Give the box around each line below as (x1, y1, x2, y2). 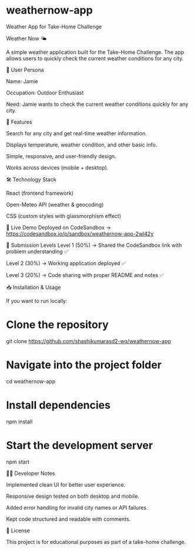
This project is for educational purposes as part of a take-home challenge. (6, 538, 186, 545)
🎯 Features (6, 118, 32, 125)
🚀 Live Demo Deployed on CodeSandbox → (6, 224, 111, 231)
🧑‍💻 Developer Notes (6, 470, 55, 477)
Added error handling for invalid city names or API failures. (6, 504, 148, 511)
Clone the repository (6, 318, 109, 331)
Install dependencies (6, 399, 111, 412)
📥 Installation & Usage (6, 283, 61, 291)
